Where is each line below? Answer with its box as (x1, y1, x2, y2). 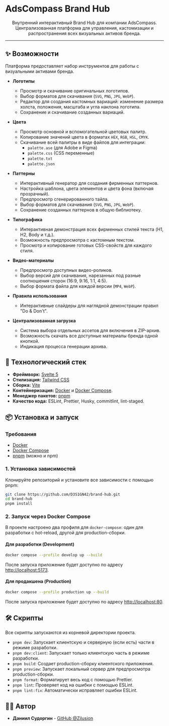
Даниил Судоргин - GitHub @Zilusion (12, 715, 94, 721)
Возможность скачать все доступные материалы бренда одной (20, 333, 158, 339)
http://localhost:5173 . (5, 567, 49, 573)
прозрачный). (20, 190, 50, 196)
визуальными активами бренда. (5, 68, 74, 74)
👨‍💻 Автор (5, 702, 36, 710)
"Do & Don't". (20, 307, 48, 314)
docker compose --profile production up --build (5, 589, 109, 594)
